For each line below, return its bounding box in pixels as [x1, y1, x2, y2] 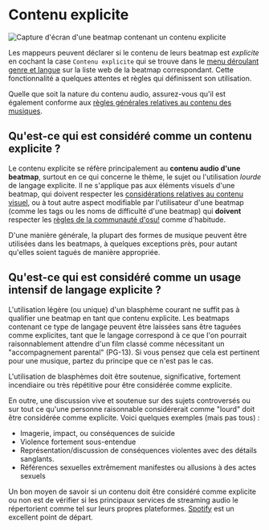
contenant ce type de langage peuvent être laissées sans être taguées [8, 322, 242, 331]
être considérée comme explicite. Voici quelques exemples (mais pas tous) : [8, 413, 260, 422]
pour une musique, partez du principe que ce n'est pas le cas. [8, 355, 214, 365]
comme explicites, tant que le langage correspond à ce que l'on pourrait [8, 330, 247, 339]
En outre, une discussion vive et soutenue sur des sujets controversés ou [8, 396, 251, 405]
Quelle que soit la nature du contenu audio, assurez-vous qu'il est [8, 88, 226, 98]
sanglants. [19, 454, 55, 463]
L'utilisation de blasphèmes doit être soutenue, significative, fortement [8, 372, 241, 381]
